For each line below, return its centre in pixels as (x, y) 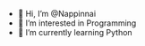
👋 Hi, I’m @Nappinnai (57, 14)
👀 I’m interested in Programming (77, 23)
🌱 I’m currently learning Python (75, 32)
